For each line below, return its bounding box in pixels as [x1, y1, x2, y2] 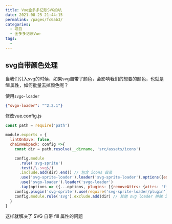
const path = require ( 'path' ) [5, 123, 70, 128]
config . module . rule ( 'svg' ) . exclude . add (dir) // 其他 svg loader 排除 [14, 194, 163, 199]
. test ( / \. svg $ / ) [18, 165, 54, 170]
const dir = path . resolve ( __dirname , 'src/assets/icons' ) [14, 146, 141, 151]
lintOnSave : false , [10, 137, 52, 142]
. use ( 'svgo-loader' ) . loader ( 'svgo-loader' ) [18, 180, 114, 185]
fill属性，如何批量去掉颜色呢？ [5, 82, 69, 88]
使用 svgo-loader [5, 93, 40, 99]
